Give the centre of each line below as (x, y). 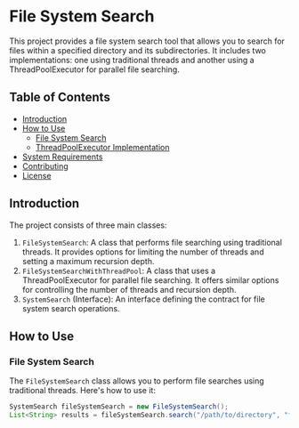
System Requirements (62, 157)
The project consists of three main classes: (88, 225)
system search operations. (71, 308)
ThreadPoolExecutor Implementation (102, 147)
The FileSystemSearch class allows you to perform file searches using (137, 381)
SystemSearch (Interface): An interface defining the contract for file (143, 299)
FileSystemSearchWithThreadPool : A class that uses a (119, 271)
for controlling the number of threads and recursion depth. (129, 289)
